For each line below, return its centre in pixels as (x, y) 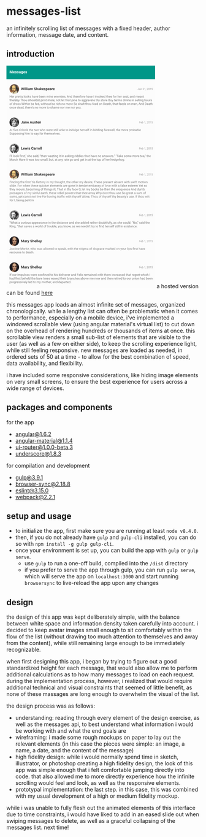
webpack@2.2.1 (35, 497)
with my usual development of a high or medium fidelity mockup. (97, 796)
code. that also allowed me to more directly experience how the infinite (105, 776)
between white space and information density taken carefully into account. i (102, 624)
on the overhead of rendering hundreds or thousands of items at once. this (101, 331)
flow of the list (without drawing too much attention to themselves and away (102, 636)
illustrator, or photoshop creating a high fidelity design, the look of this (104, 763)
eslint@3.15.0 (32, 490)
